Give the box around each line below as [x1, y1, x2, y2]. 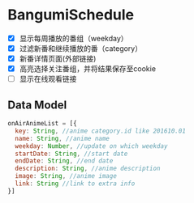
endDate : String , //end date [15, 157, 114, 165]
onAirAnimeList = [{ [7, 120, 78, 128]
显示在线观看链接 [19, 74, 77, 84]
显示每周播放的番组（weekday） [19, 33, 128, 43]
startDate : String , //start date [15, 150, 128, 158]
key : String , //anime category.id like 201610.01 [15, 127, 186, 135]
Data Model [7, 98, 67, 112]
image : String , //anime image [15, 172, 117, 180]
